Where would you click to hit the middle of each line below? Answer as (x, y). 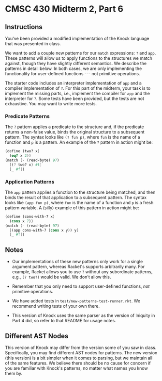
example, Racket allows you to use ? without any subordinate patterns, (82, 272)
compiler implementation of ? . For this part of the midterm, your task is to (78, 88)
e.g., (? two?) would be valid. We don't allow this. (61, 277)
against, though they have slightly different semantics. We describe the (76, 63)
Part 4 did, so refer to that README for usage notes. (64, 321)
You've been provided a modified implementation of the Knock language (77, 38)
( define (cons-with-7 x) (30, 216)
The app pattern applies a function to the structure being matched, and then (80, 192)
